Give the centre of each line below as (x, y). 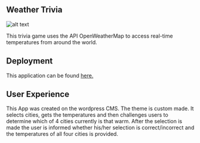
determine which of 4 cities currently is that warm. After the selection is (94, 121)
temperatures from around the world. (52, 42)
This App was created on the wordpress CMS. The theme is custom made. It (100, 109)
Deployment (30, 61)
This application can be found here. (50, 75)
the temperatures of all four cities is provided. (62, 134)
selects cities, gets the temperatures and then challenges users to (87, 115)
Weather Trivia (34, 10)
